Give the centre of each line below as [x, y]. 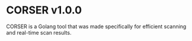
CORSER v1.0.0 [44, 10]
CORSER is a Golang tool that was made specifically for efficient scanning [96, 26]
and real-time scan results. [39, 32]
